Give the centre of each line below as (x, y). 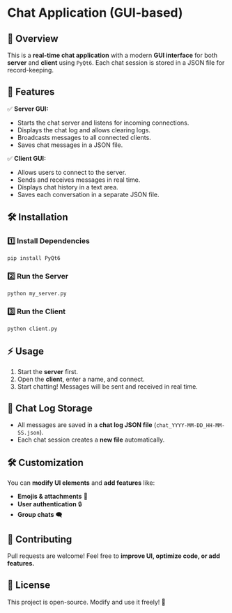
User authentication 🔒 (49, 504)
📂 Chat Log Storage (50, 408)
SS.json (28, 433)
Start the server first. (48, 371)
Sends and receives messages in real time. (79, 180)
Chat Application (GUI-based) (95, 13)
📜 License (29, 585)
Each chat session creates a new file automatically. (91, 440)
